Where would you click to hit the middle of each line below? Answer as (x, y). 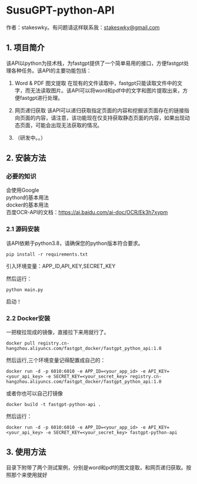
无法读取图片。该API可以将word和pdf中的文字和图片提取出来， (106, 90)
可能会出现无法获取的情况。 (69, 125)
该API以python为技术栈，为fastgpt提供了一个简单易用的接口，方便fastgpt (95, 63)
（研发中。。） (30, 138)
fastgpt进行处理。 (41, 97)
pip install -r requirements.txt (47, 254)
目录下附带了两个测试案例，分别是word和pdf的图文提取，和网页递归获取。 (96, 467)
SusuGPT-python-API (60, 10)
